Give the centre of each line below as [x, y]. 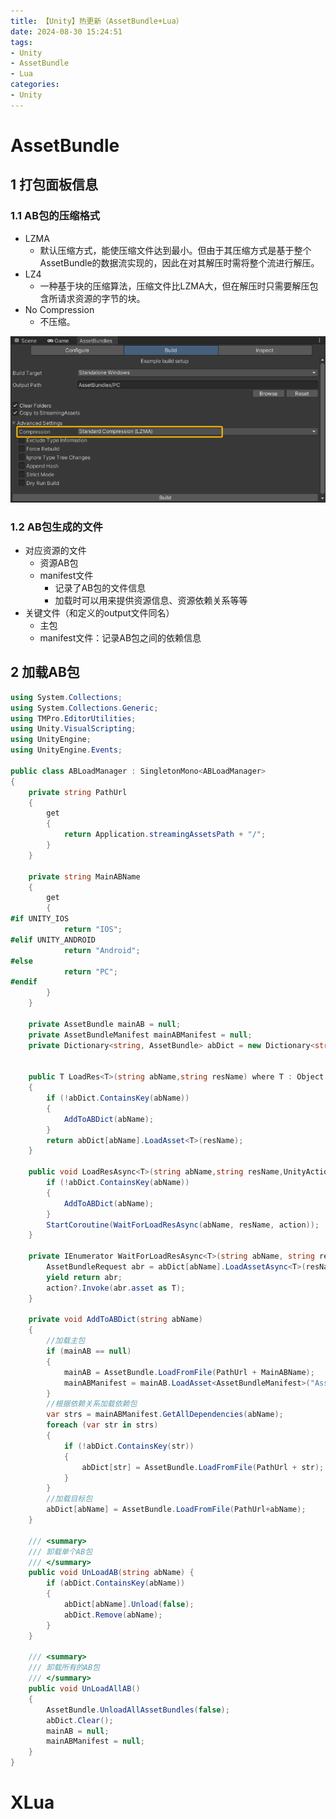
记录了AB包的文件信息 [100, 587]
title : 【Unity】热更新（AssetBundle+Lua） [97, 21]
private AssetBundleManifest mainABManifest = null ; [140, 1035]
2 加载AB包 [45, 672]
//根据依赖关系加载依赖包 [92, 1404]
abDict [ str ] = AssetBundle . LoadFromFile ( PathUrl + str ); [203, 1467]
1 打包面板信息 [54, 185]
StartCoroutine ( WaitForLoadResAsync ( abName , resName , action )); [183, 1225]
